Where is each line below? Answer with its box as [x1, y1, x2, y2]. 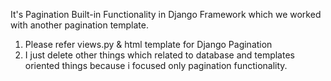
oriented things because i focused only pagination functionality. [24, 60, 288, 71]
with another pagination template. [10, 19, 149, 31]
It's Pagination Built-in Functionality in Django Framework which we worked [10, 9, 322, 20]
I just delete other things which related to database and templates [24, 49, 295, 61]
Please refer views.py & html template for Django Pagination [24, 39, 273, 50]
